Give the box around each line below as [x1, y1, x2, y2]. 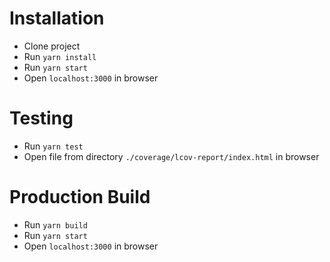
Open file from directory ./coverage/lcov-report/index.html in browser [23, 150, 320, 162]
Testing [9, 107, 74, 130]
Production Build [9, 186, 151, 209]
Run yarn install [23, 50, 97, 62]
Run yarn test [23, 140, 84, 152]
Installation [9, 7, 105, 30]
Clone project [23, 40, 81, 52]
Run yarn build [23, 218, 88, 231]
